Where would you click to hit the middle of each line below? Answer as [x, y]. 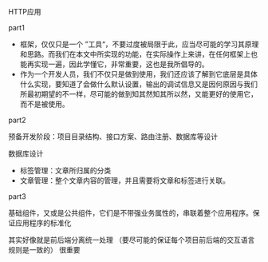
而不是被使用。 [44, 104]
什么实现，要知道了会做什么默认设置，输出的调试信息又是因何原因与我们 [138, 84]
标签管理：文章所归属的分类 [65, 171]
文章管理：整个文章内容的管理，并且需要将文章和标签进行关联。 [124, 181]
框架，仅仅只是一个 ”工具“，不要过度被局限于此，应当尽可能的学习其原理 [139, 44]
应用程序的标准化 [43, 223]
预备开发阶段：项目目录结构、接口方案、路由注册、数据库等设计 [113, 137]
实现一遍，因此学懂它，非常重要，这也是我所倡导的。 [121, 64]
